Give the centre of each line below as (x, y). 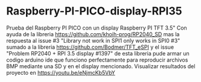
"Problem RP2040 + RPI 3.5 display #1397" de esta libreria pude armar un (98, 53)
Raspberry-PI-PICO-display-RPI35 (94, 11)
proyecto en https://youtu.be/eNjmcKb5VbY (61, 72)
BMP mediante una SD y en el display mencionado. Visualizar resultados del (101, 66)
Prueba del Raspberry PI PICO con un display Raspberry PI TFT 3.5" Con (97, 28)
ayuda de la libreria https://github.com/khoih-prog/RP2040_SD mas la (93, 34)
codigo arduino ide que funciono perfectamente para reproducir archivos (97, 60)
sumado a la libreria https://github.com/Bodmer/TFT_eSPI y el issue (90, 47)
